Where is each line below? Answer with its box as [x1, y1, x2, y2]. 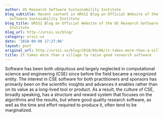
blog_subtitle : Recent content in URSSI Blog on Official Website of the [5, 12, 159, 17]
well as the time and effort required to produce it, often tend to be [5, 102, 137, 108]
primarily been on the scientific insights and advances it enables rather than [5, 81, 158, 87]
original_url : [5, 48, 34, 53]
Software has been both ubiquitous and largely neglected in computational [5, 66, 155, 72]
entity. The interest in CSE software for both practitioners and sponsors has [5, 76, 157, 82]
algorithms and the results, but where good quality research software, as [5, 97, 151, 103]
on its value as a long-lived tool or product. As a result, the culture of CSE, [5, 86, 154, 93]
